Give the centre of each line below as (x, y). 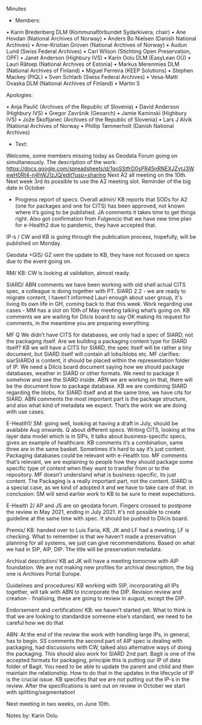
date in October (26, 188)
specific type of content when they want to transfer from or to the (88, 468)
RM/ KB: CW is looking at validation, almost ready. (68, 273)
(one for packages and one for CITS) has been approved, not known (100, 206)
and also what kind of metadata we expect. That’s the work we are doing (96, 405)
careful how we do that (35, 623)
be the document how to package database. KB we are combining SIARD (97, 386)
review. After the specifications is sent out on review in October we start (96, 686)
